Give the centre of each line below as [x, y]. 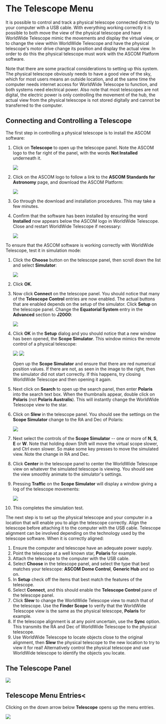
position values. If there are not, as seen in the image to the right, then [84, 369]
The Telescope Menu [50, 9]
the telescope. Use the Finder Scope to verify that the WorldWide [79, 605]
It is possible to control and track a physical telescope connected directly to [83, 22]
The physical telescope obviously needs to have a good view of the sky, [79, 74]
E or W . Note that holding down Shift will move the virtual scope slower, [85, 443]
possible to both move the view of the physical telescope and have [73, 33]
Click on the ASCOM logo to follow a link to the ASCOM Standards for [84, 177]
